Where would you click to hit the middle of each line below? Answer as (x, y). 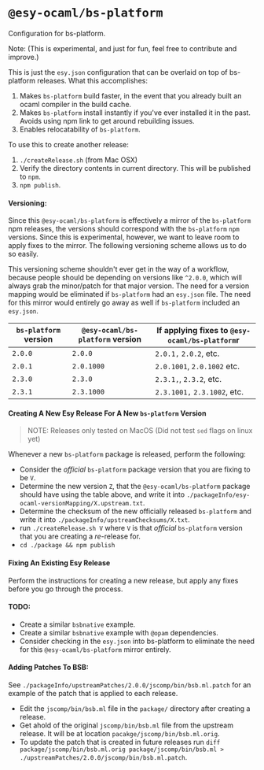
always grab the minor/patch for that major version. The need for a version (129, 286)
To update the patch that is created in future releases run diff (120, 742)
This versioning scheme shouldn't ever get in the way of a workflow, (119, 269)
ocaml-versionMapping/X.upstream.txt (81, 504)
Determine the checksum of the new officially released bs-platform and (135, 511)
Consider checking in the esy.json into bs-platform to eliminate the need (137, 641)
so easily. (24, 254)
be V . (27, 478)
